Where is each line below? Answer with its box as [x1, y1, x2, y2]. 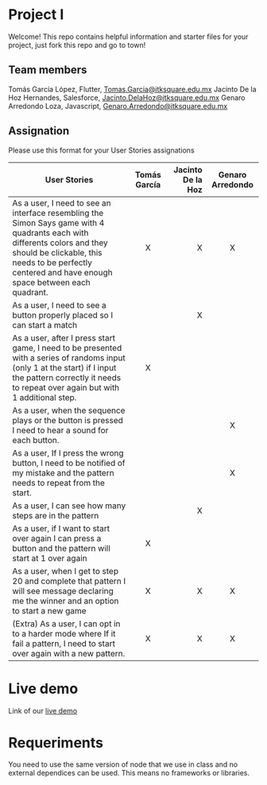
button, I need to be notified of [12, 457, 126, 468]
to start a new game [12, 605, 87, 616]
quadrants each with [12, 227, 89, 238]
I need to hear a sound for [12, 425, 109, 436]
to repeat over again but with [12, 382, 120, 393]
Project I [8, 6, 64, 24]
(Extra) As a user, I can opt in [12, 618, 121, 629]
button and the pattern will [12, 542, 111, 553]
